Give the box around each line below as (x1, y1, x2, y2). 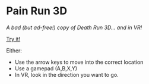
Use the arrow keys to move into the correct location (14, 58, 144, 66)
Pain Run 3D (6, 4, 67, 18)
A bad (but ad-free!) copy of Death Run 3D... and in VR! (6, 24, 142, 31)
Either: (6, 46, 23, 54)
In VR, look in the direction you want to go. (14, 71, 119, 78)
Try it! (6, 35, 21, 42)
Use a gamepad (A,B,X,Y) (14, 64, 78, 72)
